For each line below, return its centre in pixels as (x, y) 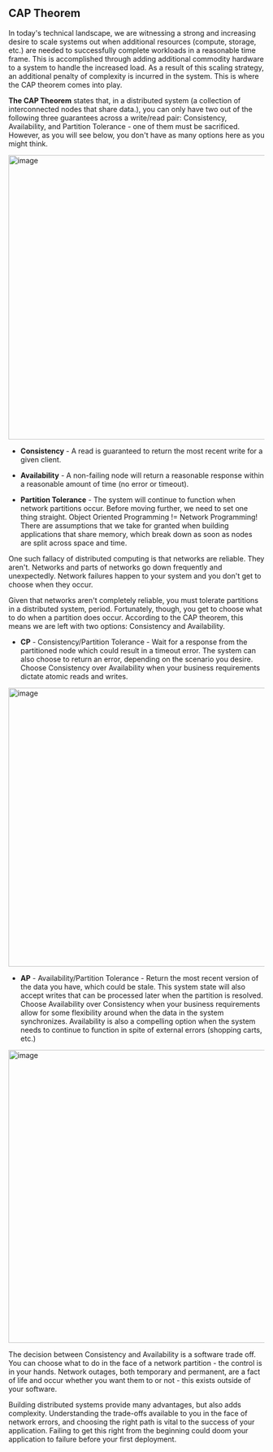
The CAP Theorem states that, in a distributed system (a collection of (125, 100)
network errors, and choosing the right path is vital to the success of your (132, 1422)
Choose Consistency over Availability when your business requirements (140, 667)
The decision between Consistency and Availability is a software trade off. (132, 1354)
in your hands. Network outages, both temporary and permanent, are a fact (134, 1372)
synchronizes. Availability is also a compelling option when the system (138, 1021)
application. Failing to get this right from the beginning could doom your (128, 1430)
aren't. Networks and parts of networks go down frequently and (115, 567)
